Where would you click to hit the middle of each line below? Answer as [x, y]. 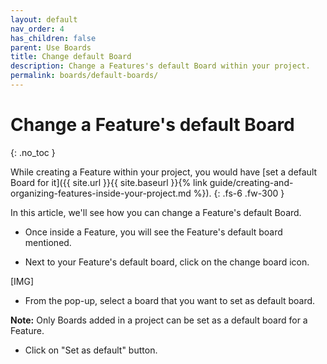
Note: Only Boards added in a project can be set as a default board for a [159, 320]
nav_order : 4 [37, 29]
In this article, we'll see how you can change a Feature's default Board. [156, 212]
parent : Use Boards [51, 47]
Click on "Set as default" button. [91, 350]
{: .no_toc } [33, 152]
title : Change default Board [71, 57]
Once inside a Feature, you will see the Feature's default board [153, 232]
